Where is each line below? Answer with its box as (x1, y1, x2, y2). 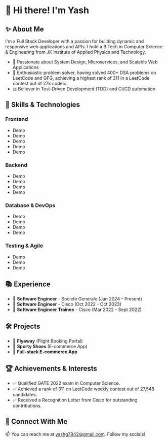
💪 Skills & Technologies (5, 100, 80, 109)
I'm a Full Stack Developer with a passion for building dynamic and (5, 38, 144, 44)
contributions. (12, 403, 42, 409)
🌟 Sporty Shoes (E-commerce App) (12, 344, 88, 350)
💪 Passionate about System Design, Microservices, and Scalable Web (12, 59, 158, 65)
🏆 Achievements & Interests (5, 364, 98, 372)
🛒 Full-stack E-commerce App (12, 349, 77, 355)
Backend (5, 161, 28, 168)
